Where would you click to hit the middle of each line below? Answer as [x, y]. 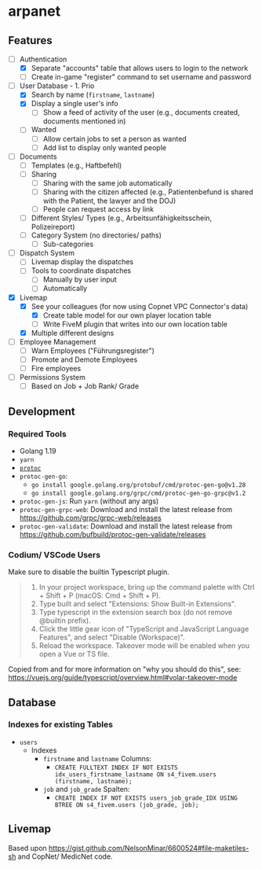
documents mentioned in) [84, 121]
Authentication [43, 59]
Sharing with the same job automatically [107, 182]
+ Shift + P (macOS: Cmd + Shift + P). [100, 595]
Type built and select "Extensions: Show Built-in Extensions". [138, 604]
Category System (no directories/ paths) [96, 235]
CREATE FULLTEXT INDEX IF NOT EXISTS [116, 768]
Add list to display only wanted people [105, 147]
